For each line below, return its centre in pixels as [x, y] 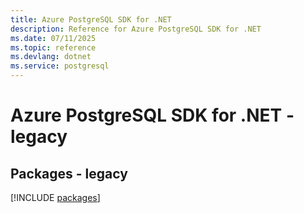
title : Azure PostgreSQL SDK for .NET [91, 19]
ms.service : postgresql [60, 66]
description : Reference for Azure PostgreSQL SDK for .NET [136, 29]
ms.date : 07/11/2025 [53, 38]
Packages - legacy [69, 173]
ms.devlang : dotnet [51, 57]
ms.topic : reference [53, 47]
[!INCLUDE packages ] [55, 197]
